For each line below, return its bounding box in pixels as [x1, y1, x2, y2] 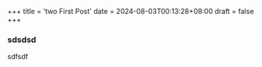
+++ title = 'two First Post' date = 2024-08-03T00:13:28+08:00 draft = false [7, 7, 254, 16]
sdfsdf [7, 52, 28, 62]
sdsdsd [7, 34, 37, 45]
